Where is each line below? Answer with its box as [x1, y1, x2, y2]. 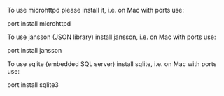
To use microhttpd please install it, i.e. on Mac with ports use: [7, 6, 184, 14]
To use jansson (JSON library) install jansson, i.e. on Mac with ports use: [7, 33, 216, 41]
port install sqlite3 [7, 81, 59, 89]
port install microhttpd [7, 19, 71, 27]
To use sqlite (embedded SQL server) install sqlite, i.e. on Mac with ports [7, 60, 217, 68]
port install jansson [7, 47, 62, 54]
